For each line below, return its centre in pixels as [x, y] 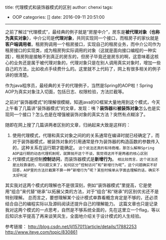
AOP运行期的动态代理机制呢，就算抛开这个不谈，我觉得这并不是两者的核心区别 [80, 154]
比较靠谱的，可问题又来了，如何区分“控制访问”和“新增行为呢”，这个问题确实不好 [87, 165]
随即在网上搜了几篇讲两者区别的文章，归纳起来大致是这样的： [68, 125]
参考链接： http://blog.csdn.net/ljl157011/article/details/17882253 [71, 226]
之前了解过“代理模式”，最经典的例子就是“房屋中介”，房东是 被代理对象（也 [80, 32]
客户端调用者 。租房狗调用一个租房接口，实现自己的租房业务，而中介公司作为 [83, 44]
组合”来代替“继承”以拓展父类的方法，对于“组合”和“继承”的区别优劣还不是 [85, 191]
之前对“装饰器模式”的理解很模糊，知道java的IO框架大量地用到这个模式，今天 [83, 102]
